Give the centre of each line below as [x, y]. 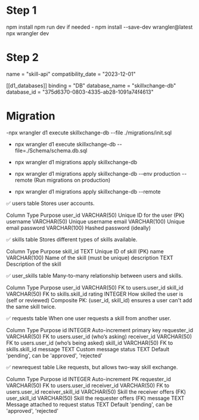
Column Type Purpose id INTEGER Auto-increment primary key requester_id [100, 330]
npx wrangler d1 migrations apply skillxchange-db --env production [97, 173]
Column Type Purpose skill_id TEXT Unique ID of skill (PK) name [85, 251]
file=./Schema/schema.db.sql [51, 151]
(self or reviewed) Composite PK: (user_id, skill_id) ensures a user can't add [99, 300]
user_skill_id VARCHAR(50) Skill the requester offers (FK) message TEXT [95, 398]
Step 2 [22, 58]
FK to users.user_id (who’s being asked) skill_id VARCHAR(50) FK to [90, 343]
